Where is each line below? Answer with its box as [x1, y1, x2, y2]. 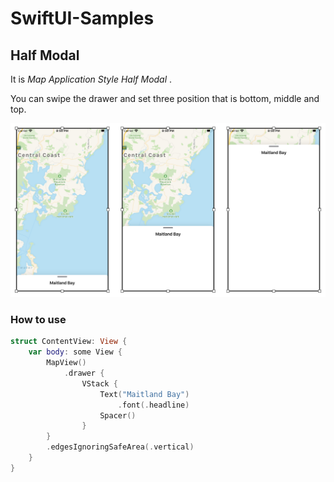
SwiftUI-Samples [10, 7, 155, 30]
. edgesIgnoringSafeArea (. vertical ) [46, 442, 195, 452]
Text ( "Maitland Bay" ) [99, 389, 190, 399]
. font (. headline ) [117, 400, 190, 410]
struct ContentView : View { [10, 337, 128, 347]
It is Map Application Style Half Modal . [10, 73, 173, 85]
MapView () [46, 358, 87, 368]
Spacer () [99, 410, 137, 421]
